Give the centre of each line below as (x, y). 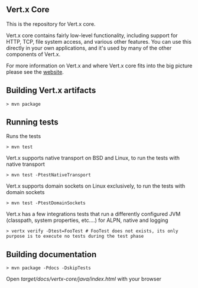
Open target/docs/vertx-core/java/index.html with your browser (84, 279)
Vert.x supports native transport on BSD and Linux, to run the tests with (93, 158)
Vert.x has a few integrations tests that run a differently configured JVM (93, 214)
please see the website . (35, 72)
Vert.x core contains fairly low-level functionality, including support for (92, 35)
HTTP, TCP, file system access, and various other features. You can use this (99, 41)
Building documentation (51, 254)
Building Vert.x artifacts (51, 91)
